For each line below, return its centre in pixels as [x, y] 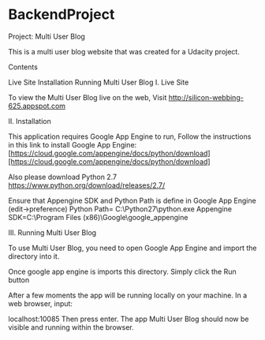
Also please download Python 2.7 [62, 177]
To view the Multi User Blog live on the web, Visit [88, 97]
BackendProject [62, 15]
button [19, 280]
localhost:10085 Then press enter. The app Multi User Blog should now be [129, 319]
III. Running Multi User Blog [52, 232]
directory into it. [34, 256]
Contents [23, 67]
